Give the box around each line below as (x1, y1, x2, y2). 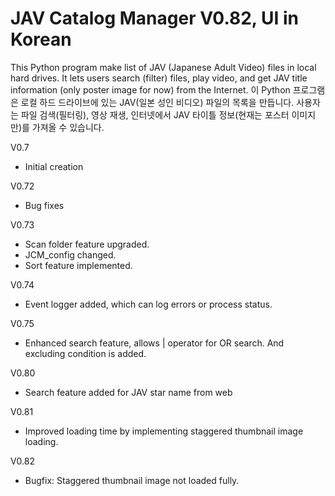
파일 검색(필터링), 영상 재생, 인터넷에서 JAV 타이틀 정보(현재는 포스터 (20, 108, 290, 121)
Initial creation (24, 160, 84, 172)
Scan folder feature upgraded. (24, 238, 150, 250)
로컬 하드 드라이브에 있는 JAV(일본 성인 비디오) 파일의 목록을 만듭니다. (20, 96, 295, 108)
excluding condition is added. (24, 347, 147, 359)
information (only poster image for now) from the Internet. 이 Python (10, 83, 291, 96)
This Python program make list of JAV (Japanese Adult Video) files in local (10, 61, 317, 73)
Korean (10, 28, 72, 51)
